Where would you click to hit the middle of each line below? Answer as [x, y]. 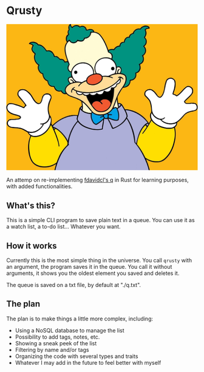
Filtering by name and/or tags [52, 350]
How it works [32, 245]
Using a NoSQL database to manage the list [70, 330]
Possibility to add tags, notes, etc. [57, 337]
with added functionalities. [39, 186]
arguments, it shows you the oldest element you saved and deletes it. [93, 273]
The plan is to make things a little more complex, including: [80, 319]
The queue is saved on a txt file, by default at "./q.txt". [74, 285]
